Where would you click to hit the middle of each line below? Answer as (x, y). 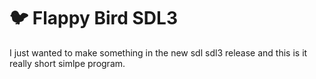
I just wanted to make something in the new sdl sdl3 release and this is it (158, 52)
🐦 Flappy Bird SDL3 (93, 18)
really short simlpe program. (67, 63)
